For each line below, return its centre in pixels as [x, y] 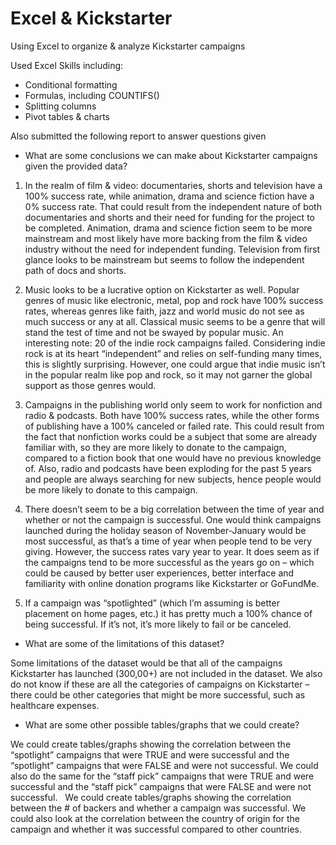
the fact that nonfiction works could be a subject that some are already [171, 436]
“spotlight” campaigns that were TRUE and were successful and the [150, 754]
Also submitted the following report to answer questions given [138, 136]
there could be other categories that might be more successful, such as [158, 694]
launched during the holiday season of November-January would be [165, 530]
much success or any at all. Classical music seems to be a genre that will [175, 321]
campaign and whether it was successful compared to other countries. [156, 829]
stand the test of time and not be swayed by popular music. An [154, 332]
